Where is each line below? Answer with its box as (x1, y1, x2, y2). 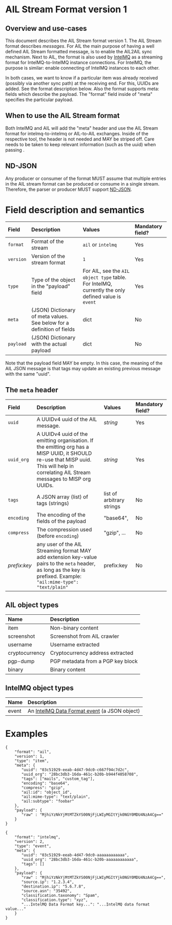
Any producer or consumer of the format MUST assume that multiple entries (5, 175, 166, 182)
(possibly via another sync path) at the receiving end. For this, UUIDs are (5, 81, 159, 86)
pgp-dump (8, 658, 35, 665)
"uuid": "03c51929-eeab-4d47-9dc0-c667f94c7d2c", (21, 767, 130, 772)
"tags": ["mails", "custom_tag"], (21, 776, 95, 781)
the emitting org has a (36, 444, 90, 451)
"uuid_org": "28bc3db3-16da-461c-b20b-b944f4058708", (21, 772, 139, 777)
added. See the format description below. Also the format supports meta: (5, 86, 160, 92)
